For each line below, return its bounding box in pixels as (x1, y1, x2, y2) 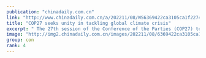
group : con (6, 37, 34, 43)
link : (6, 14, 20, 21)
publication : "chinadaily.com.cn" (6, 8, 95, 15)
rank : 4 (6, 43, 26, 49)
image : (6, 31, 23, 37)
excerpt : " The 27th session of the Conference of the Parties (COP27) (6, 25, 193, 32)
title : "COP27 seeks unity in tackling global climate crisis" (6, 20, 172, 26)
